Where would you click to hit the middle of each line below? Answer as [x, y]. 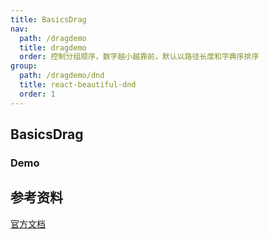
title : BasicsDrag [48, 19]
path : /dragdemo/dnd [62, 76]
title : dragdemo [53, 47]
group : [24, 66]
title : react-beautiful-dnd [78, 85]
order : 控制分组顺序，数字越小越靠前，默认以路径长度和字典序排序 [139, 57]
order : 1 [37, 94]
